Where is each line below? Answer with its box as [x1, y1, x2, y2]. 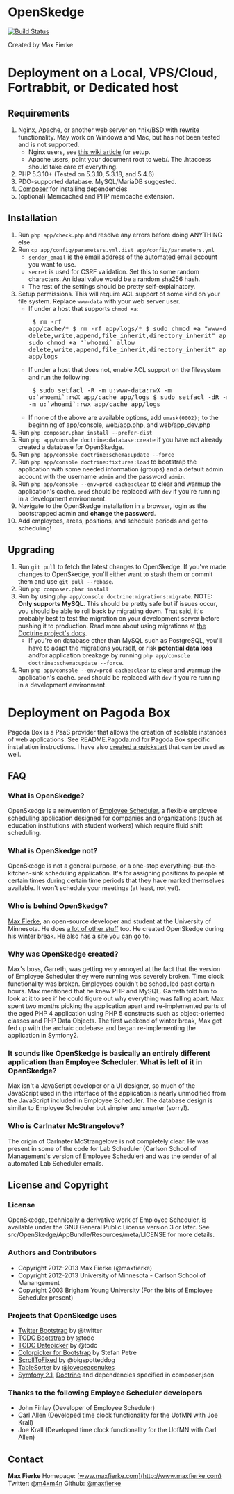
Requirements [8, 107, 70, 119]
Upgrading [8, 544, 55, 556]
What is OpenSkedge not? [8, 846, 98, 856]
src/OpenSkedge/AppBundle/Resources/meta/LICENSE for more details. [8, 1230, 215, 1239]
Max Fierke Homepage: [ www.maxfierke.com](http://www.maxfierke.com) [8, 1472, 222, 1480]
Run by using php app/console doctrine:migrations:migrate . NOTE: [17, 591, 213, 601]
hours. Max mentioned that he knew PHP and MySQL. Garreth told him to [8, 987, 217, 996]
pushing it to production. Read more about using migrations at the [17, 621, 207, 630]
